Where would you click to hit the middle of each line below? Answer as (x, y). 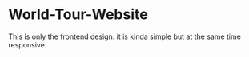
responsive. (28, 44)
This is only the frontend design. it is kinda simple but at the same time (125, 36)
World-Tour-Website (78, 15)
